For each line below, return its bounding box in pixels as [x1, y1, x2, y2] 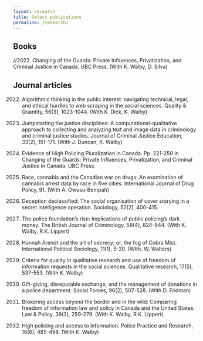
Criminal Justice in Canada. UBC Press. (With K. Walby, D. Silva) [13, 63, 168, 71]
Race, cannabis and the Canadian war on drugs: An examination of [21, 174, 183, 180]
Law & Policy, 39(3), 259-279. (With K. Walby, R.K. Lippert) [21, 311, 164, 317]
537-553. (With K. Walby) [21, 269, 83, 276]
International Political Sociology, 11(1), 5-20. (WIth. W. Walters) [21, 245, 172, 252]
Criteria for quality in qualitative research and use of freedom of [21, 257, 176, 263]
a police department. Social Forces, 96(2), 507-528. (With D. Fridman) [21, 287, 191, 294]
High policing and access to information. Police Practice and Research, [21, 322, 194, 329]
